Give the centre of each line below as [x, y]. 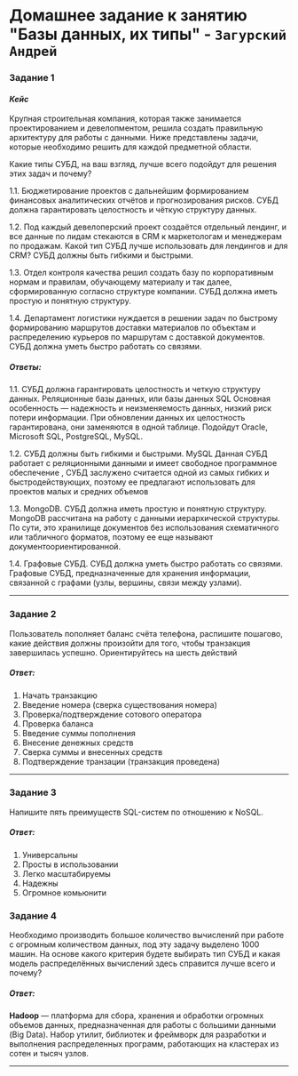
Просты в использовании [70, 864]
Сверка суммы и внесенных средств [92, 751]
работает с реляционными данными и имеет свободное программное [143, 463]
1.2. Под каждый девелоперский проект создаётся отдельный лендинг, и [148, 227]
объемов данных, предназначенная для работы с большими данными [143, 1025]
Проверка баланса [58, 723]
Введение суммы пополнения [78, 733]
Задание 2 [33, 614]
